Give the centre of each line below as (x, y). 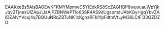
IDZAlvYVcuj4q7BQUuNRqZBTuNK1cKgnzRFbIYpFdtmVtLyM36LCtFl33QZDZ (82, 17)
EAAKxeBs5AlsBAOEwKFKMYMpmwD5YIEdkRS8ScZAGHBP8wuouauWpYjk (82, 7)
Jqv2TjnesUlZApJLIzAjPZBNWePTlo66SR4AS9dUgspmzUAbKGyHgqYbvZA (82, 12)
